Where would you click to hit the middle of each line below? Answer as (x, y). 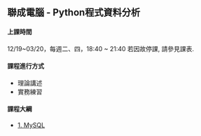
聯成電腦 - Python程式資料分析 (74, 13)
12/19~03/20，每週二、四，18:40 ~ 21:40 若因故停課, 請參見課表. (101, 48)
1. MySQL (31, 125)
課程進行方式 (26, 66)
